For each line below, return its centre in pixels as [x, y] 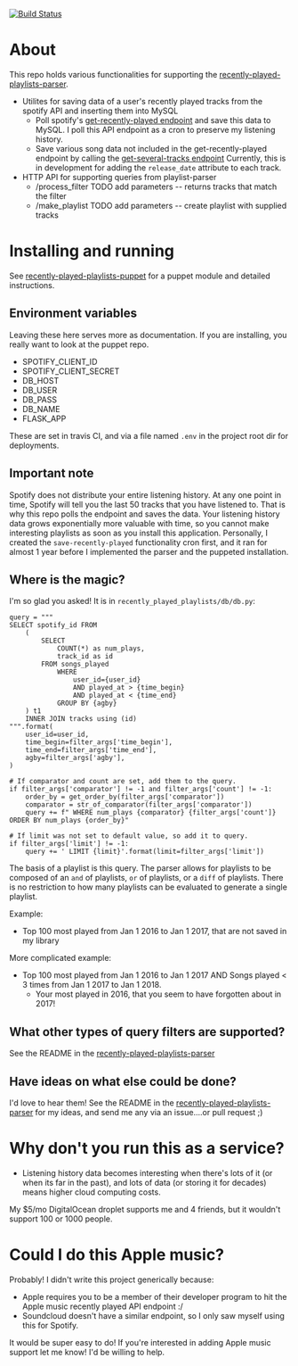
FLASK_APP [44, 418]
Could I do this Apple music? [117, 1255]
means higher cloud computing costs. [92, 1192]
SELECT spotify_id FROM [53, 625]
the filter [51, 195]
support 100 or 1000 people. [61, 1219]
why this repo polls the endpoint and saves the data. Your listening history [145, 514]
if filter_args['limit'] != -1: [69, 844]
